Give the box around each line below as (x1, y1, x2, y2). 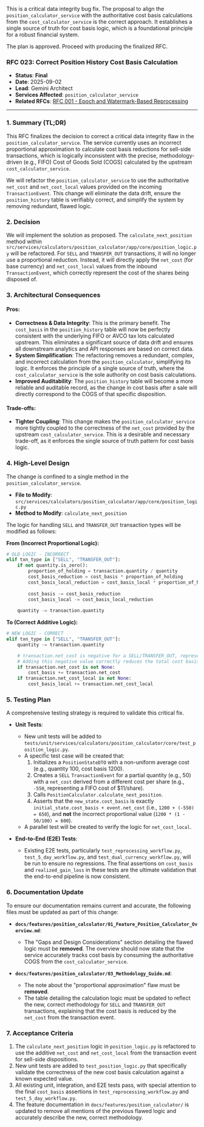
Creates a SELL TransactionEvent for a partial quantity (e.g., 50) (33, 772, 191, 779)
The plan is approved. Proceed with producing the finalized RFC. (6, 43, 168, 50)
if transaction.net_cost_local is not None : (17, 675, 132, 682)
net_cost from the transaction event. (24, 1013, 115, 1021)
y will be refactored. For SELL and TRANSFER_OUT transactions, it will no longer (6, 249, 196, 257)
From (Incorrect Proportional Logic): (6, 539, 99, 546)
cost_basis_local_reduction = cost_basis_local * (28, 579, 156, 585)
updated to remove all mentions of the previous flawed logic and (15, 1107, 177, 1114)
